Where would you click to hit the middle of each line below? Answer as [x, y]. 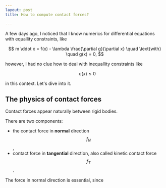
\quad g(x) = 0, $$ [85, 54]
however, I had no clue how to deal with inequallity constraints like [74, 64]
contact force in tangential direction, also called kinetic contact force [85, 153]
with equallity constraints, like [36, 39]
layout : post [19, 10]
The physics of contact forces [53, 99]
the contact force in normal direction [51, 131]
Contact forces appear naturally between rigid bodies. [61, 111]
